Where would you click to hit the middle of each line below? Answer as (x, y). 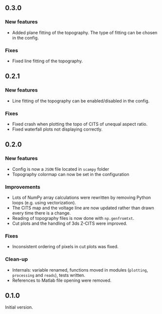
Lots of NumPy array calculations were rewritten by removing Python (81, 197)
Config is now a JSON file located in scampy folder (61, 169)
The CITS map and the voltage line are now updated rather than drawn (83, 208)
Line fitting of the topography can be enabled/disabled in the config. (81, 101)
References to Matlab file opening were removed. (62, 280)
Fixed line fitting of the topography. (47, 61)
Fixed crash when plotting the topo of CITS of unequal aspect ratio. (80, 124)
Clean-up (17, 259)
